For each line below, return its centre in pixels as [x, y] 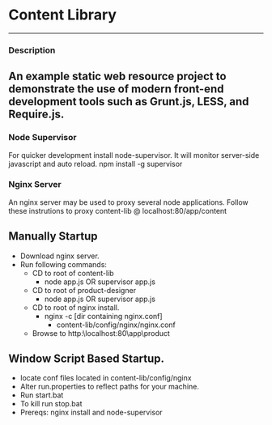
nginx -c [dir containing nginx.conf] [104, 316]
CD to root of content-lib [73, 273]
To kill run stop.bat [51, 404]
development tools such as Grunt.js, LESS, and [129, 102]
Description [32, 50]
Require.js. [36, 115]
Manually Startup [53, 236]
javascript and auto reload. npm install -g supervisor [96, 164]
